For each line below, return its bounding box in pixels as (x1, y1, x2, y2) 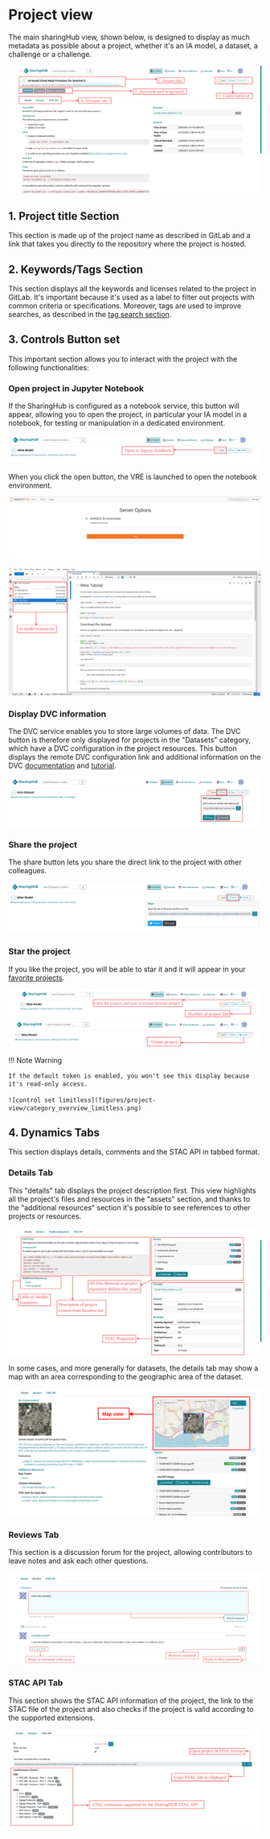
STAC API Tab (8, 1677, 63, 1688)
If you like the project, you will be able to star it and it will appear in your (8, 964, 247, 974)
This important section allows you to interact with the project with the (8, 354, 238, 364)
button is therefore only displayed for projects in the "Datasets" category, (8, 735, 252, 744)
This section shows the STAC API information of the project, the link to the (8, 1696, 254, 1705)
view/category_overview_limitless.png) (8, 1104, 142, 1112)
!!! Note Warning (8, 1055, 63, 1065)
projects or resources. (8, 1211, 82, 1221)
